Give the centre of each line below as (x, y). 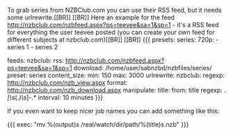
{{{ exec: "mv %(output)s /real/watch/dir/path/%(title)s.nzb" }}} (98, 124)
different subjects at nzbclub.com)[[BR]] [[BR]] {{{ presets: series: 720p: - (113, 40)
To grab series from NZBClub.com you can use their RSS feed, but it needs (114, 10)
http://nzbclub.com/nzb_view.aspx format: (67, 82)
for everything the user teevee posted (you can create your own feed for (111, 32)
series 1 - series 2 (33, 47)
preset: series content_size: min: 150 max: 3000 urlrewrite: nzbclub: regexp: (116, 75)
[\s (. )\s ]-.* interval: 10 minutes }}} (55, 97)
